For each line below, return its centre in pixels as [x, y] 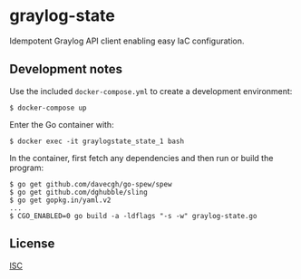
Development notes [66, 69]
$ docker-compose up [49, 108]
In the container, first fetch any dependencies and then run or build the [141, 158]
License [32, 244]
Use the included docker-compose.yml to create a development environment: [151, 91]
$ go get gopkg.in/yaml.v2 [60, 200]
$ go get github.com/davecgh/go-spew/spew [91, 184]
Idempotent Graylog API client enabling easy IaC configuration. [127, 41]
